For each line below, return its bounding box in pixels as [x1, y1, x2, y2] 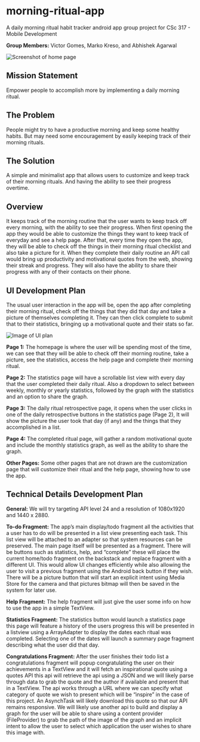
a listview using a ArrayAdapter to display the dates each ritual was [6, 628, 171, 636]
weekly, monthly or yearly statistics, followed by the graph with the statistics [6, 387, 194, 394]
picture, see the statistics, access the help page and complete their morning [6, 356, 193, 363]
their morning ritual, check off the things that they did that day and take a [6, 308, 186, 314]
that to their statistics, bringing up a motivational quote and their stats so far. [6, 320, 194, 327]
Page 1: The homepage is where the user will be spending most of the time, [6, 344, 192, 350]
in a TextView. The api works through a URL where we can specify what [6, 684, 183, 691]
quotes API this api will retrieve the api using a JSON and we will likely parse [6, 672, 194, 679]
